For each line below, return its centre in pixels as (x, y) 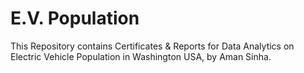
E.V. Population (75, 18)
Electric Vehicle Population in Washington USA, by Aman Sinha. (141, 56)
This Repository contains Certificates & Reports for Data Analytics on (152, 46)
